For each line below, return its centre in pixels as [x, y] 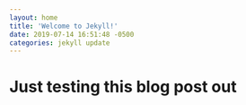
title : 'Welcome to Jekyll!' [64, 26]
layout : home [34, 17]
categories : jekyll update [60, 43]
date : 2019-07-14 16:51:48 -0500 [72, 34]
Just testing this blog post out [123, 87]
